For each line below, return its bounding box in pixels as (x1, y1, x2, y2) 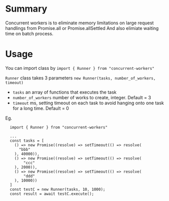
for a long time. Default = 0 (12, 105, 70, 111)
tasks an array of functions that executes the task (12, 89, 117, 95)
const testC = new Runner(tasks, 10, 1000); (10, 187, 106, 192)
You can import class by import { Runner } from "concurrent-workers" (5, 65, 155, 71)
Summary (5, 3, 47, 15)
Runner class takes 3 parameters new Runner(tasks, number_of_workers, (5, 74, 156, 81)
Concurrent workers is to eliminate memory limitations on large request (5, 20, 154, 26)
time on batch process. (5, 30, 54, 36)
